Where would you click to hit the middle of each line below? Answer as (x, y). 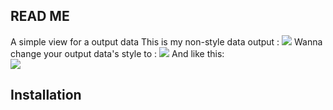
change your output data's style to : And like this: (117, 53)
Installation (46, 95)
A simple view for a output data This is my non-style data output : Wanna (166, 41)
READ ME (40, 16)
